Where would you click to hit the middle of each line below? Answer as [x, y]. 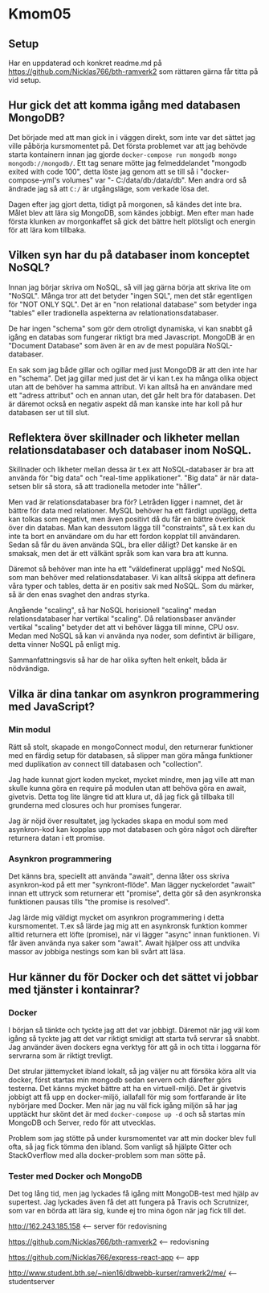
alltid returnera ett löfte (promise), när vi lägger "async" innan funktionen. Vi [134, 935]
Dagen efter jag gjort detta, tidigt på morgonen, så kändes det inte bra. [125, 204]
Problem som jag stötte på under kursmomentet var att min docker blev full [132, 1139]
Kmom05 [40, 14]
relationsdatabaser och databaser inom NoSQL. [130, 450]
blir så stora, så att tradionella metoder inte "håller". [117, 487]
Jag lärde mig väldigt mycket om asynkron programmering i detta [116, 917]
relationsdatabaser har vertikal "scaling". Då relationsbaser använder [122, 619]
